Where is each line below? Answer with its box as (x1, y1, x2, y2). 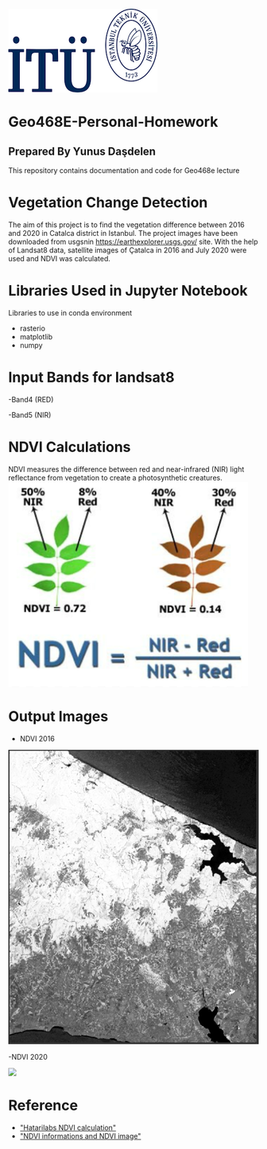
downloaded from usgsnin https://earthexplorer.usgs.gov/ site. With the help (8, 237, 258, 246)
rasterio (19, 324, 46, 333)
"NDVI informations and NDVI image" (19, 1131, 141, 1140)
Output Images (8, 707, 109, 725)
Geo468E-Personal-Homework (8, 113, 219, 131)
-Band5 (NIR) (8, 410, 52, 419)
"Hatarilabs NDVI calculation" (19, 1123, 117, 1132)
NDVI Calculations (8, 438, 131, 456)
